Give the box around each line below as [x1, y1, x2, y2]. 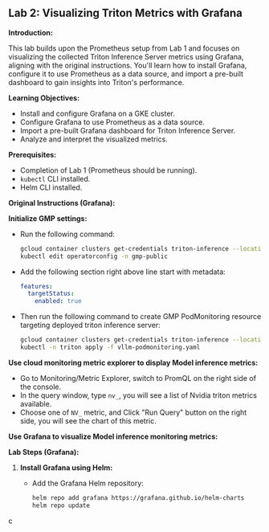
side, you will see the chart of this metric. [19, 415, 157, 425]
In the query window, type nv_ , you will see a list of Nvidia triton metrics [19, 390, 257, 400]
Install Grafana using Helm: [19, 462, 113, 473]
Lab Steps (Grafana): [8, 447, 79, 456]
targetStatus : [27, 289, 75, 298]
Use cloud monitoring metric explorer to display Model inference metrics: [8, 358, 259, 367]
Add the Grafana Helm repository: [31, 478, 145, 488]
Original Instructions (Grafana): [8, 198, 116, 207]
